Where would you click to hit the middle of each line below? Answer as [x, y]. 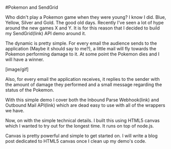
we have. [15, 111]
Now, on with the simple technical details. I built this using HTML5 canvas [82, 121]
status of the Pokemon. [30, 90]
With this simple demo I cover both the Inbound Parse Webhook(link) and [82, 100]
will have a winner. [25, 59]
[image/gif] [17, 69]
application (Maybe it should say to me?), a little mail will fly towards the [81, 49]
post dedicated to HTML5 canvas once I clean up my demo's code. [76, 141]
